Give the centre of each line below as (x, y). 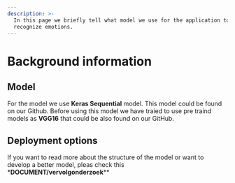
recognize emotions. (43, 27)
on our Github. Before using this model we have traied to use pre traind (109, 111)
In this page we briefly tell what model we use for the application (117, 20)
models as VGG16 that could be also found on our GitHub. (91, 119)
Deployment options (52, 140)
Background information (80, 61)
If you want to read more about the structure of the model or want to (106, 157)
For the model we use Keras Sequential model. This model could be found (115, 104)
